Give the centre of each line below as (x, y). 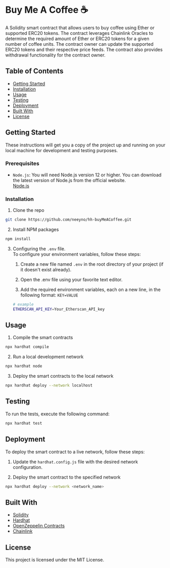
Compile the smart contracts (43, 338)
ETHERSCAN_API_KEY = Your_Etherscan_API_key (59, 309)
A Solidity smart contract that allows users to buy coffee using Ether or (80, 28)
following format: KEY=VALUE (49, 295)
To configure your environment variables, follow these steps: (77, 254)
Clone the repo (28, 210)
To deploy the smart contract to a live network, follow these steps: (75, 452)
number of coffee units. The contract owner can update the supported (79, 44)
